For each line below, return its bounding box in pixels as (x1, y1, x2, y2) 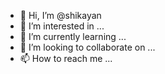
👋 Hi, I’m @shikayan (19, 10, 102, 21)
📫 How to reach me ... (19, 53, 113, 64)
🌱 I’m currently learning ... (19, 31, 127, 42)
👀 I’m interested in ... (19, 20, 105, 32)
